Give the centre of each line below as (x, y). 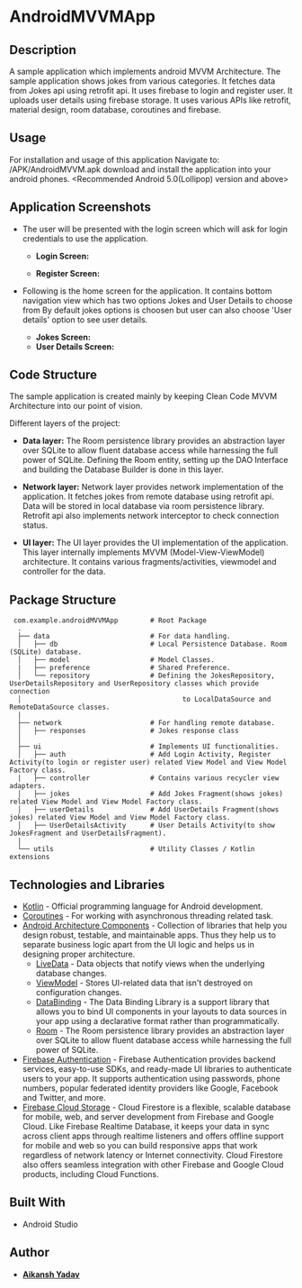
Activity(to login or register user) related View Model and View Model (148, 763)
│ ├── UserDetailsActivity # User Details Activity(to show (147, 826)
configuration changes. (79, 993)
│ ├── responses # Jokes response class (129, 731)
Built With (37, 1203)
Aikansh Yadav (51, 1274)
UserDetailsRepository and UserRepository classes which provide (134, 684)
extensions (30, 857)
